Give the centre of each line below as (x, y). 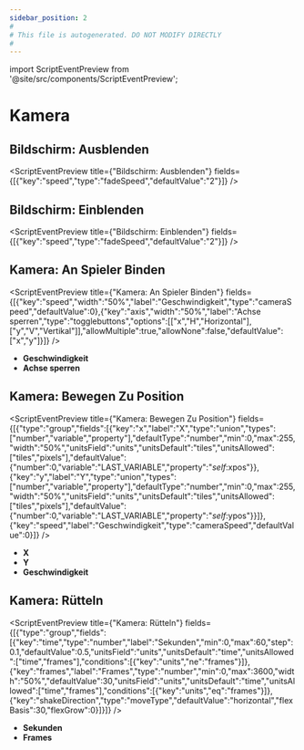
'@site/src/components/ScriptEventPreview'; (94, 79)
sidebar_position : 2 (49, 18)
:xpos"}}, (243, 467)
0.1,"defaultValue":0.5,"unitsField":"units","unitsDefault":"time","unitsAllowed (152, 651)
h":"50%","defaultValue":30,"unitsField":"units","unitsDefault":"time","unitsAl (152, 681)
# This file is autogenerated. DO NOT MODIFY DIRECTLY (116, 35)
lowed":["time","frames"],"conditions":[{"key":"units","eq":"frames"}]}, (141, 691)
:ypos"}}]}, (246, 516)
